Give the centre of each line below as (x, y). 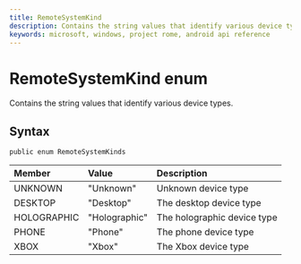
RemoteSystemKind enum (108, 78)
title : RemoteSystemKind (56, 17)
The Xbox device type (202, 247)
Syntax (30, 131)
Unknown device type (202, 189)
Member (32, 174)
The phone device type (205, 232)
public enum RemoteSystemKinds (68, 152)
